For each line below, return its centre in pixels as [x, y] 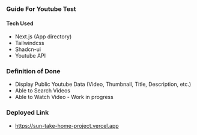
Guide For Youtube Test [41, 9]
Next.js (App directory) [43, 37]
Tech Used [20, 23]
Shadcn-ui [28, 49]
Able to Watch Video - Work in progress [64, 97]
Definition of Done [33, 71]
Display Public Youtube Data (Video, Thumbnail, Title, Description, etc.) [103, 84]
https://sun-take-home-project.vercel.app [67, 125]
